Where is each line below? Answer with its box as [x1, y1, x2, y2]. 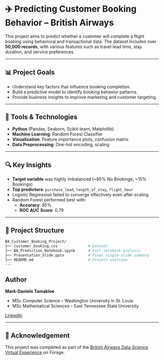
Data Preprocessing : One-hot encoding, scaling [12, 141, 110, 147]
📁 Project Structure [5, 226, 64, 234]
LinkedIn [5, 313, 22, 318]
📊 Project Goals [5, 68, 55, 77]
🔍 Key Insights [5, 160, 52, 169]
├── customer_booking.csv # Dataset [5, 244, 108, 249]
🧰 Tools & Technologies [5, 113, 78, 121]
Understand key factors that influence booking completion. [12, 84, 131, 90]
